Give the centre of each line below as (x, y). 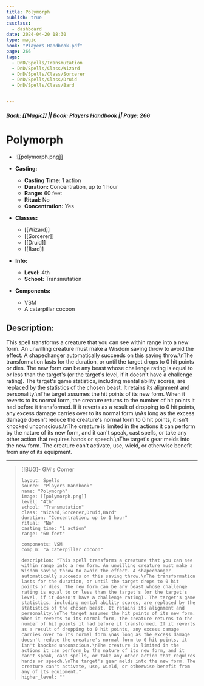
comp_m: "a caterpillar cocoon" (62, 550)
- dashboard (27, 29)
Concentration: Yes (49, 206)
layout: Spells (40, 481)
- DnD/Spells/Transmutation (47, 63)
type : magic (21, 40)
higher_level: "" (43, 678)
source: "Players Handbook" (56, 486)
